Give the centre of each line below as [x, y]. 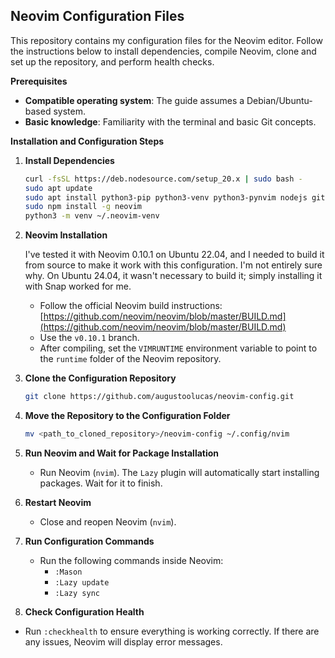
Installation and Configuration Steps [87, 141]
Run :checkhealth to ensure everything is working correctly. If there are [172, 631]
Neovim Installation [66, 235]
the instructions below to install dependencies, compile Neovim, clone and [163, 51]
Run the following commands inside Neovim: [131, 560]
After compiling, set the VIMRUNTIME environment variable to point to [178, 348]
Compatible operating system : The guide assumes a [134, 100]
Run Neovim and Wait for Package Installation [122, 453]
